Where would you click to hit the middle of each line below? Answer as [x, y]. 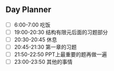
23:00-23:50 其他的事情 [43, 62]
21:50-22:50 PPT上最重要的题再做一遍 [61, 54]
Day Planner [28, 10]
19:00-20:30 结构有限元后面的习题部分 [61, 32]
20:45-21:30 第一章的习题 [45, 47]
